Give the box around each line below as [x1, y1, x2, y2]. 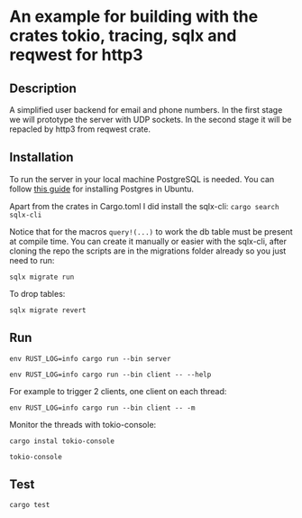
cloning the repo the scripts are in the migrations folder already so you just [9, 245, 287, 256]
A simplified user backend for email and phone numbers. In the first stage [9, 105, 283, 115]
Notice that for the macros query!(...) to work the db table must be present [9, 226, 293, 236]
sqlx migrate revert [9, 305, 87, 315]
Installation [9, 150, 74, 165]
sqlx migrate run [9, 273, 75, 282]
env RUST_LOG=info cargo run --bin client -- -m [9, 403, 196, 412]
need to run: [9, 254, 55, 265]
